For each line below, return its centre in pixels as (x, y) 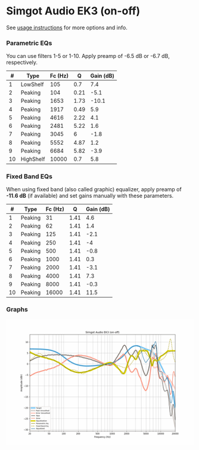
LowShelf (32, 84)
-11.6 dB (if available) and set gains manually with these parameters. (90, 196)
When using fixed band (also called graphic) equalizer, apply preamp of (94, 189)
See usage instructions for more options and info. (67, 27)
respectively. (22, 62)
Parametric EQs (29, 43)
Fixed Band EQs (29, 176)
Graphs (17, 310)
